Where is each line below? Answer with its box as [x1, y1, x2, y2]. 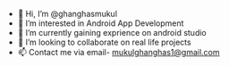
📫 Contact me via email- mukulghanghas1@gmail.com [17, 47, 221, 57]
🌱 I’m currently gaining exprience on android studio [17, 28, 208, 37]
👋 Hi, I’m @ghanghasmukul [17, 9, 118, 19]
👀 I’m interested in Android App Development [17, 18, 184, 29]
